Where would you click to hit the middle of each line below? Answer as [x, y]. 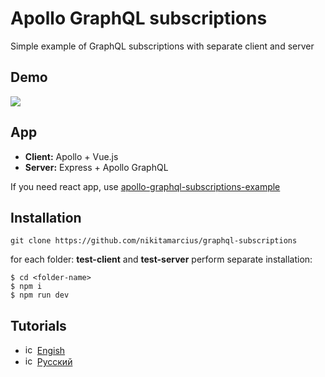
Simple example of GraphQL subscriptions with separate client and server [162, 46]
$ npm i [26, 287]
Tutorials [38, 325]
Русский [54, 362]
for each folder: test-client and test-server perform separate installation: [161, 259]
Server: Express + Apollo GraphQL [96, 167]
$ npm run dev [40, 295]
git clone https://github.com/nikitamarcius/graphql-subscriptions [154, 241]
